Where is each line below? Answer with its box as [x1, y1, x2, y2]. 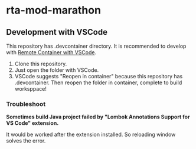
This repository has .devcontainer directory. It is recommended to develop [6, 42, 187, 49]
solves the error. [6, 137, 46, 144]
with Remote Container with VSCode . [6, 49, 96, 56]
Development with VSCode [6, 27, 108, 37]
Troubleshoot [6, 100, 46, 108]
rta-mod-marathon [6, 4, 102, 17]
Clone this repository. [14, 60, 67, 67]
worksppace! [14, 85, 47, 92]
